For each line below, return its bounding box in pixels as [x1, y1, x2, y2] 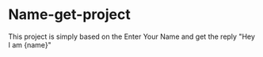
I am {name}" [8, 40, 51, 49]
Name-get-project [8, 6, 131, 24]
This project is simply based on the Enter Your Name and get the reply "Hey [8, 32, 256, 41]
